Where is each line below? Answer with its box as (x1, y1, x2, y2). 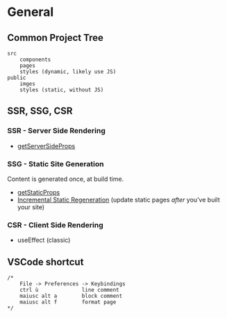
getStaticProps (17, 188, 60, 196)
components (19, 56, 51, 63)
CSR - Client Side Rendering (7, 220, 104, 229)
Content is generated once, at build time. (7, 175, 124, 183)
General (7, 4, 54, 20)
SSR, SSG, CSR (7, 105, 73, 117)
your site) (17, 202, 45, 211)
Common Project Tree (7, 32, 104, 44)
